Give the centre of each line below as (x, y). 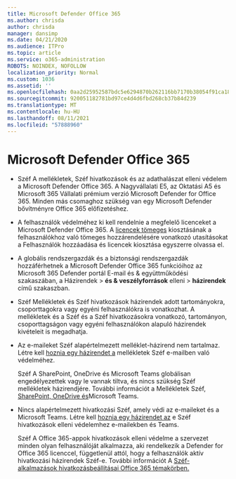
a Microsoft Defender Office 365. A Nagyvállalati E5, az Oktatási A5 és (119, 186)
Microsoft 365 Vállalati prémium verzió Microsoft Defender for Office (117, 194)
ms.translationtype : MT (42, 105)
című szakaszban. (44, 288)
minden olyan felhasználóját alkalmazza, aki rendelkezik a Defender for (120, 446)
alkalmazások (37, 468)
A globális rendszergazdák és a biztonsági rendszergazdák (103, 258)
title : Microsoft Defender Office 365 (64, 14)
